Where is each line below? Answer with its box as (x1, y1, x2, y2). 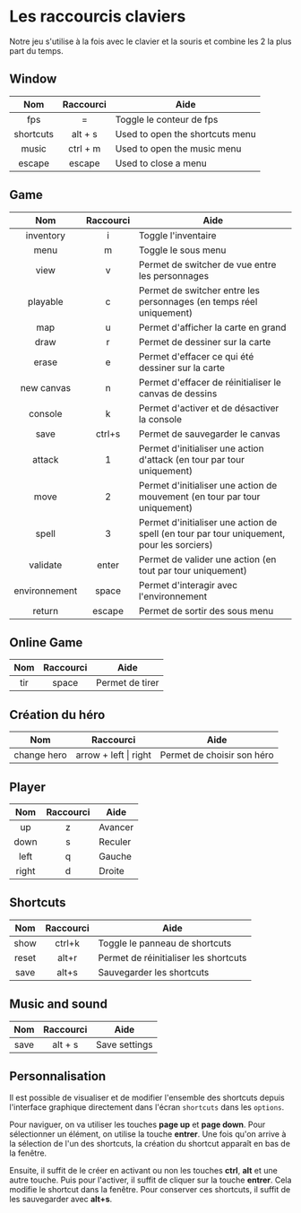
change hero (13, 749, 67, 761)
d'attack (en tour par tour (138, 453, 245, 465)
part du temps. (9, 45, 64, 56)
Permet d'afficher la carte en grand (138, 321, 287, 334)
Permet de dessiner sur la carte (138, 335, 271, 348)
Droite (98, 865, 125, 877)
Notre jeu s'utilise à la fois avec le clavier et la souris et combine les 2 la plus (9, 36, 292, 47)
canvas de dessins (138, 387, 218, 400)
